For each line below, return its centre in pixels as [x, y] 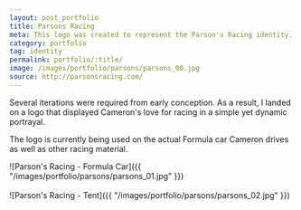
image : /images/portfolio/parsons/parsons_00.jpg [105, 69]
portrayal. [28, 121]
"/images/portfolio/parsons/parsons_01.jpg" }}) [97, 176]
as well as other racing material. [69, 148]
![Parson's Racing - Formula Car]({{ [75, 166]
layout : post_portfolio [54, 18]
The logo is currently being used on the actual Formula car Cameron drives [149, 139]
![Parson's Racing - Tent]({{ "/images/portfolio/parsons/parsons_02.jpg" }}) [150, 195]
